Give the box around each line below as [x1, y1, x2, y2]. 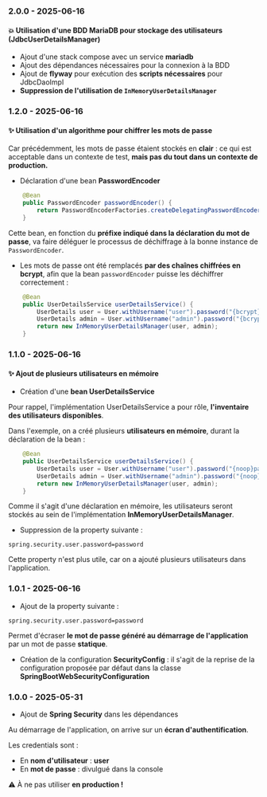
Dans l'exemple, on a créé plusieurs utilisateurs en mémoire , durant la [8, 426, 240, 436]
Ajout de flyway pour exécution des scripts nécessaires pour [19, 69, 223, 79]
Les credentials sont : [8, 740, 79, 750]
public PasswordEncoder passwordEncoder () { [22, 199, 172, 207]
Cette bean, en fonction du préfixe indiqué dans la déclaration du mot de [8, 228, 250, 238]
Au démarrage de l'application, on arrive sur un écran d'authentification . [8, 724, 249, 734]
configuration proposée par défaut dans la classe [19, 663, 181, 673]
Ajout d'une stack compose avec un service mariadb [19, 52, 194, 61]
